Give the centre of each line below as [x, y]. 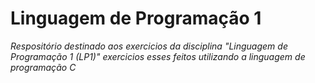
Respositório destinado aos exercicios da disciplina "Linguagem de [149, 46]
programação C [43, 67]
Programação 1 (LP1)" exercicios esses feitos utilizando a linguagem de [158, 56]
